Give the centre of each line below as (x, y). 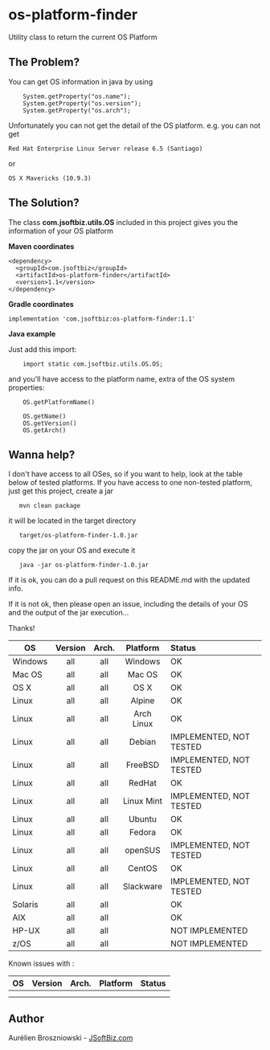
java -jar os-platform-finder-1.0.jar (84, 565)
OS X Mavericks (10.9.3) (50, 178)
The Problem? (44, 62)
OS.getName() (45, 416)
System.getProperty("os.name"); (77, 96)
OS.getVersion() (50, 423)
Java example (32, 333)
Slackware (143, 887)
